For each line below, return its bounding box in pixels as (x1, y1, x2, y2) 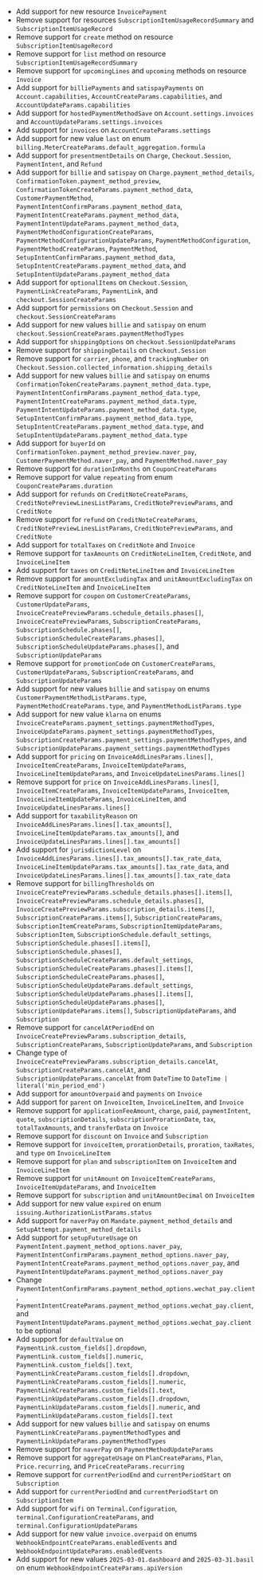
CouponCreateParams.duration (15, 482, 113, 490)
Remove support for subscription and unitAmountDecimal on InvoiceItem (15, 1190, 255, 1200)
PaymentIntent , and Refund (15, 159, 103, 168)
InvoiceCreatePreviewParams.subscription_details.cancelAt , (15, 1057, 218, 1066)
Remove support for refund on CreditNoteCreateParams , (15, 515, 198, 524)
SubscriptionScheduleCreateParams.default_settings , (15, 955, 194, 964)
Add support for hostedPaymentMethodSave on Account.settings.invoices (15, 108, 254, 118)
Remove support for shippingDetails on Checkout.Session (15, 346, 206, 355)
